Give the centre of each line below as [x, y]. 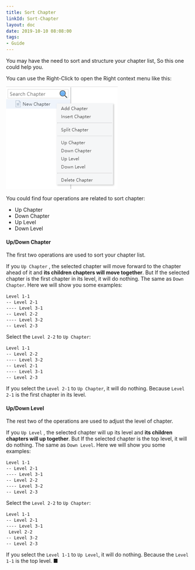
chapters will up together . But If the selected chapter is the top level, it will [97, 439]
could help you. [25, 67]
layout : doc [20, 25]
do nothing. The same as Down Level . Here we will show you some [86, 445]
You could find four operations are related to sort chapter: [76, 198]
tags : [13, 37]
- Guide [16, 43]
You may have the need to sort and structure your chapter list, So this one [95, 61]
